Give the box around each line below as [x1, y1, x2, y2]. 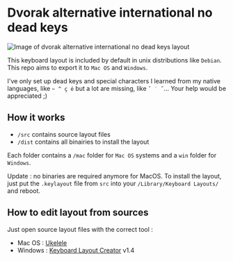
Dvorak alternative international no [7, 5, 213, 21]
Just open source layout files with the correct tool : [7, 225, 153, 233]
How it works [7, 112, 65, 124]
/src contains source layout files [17, 130, 111, 138]
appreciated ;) [7, 92, 47, 100]
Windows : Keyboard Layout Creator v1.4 [17, 246, 135, 254]
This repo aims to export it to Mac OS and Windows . [7, 63, 148, 71]
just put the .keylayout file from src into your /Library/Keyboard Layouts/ [7, 179, 219, 187]
